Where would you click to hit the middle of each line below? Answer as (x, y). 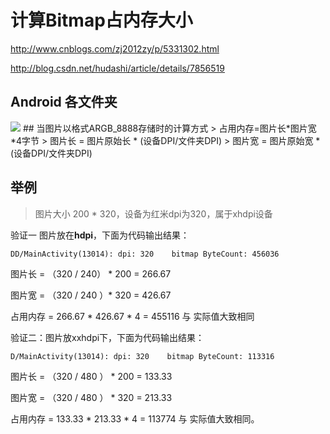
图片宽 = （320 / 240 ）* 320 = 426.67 (91, 295)
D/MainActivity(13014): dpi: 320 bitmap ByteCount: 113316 (142, 356)
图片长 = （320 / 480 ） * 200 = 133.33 (91, 376)
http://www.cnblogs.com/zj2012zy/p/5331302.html (115, 48)
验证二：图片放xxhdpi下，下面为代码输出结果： (107, 337)
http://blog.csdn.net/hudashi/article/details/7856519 (117, 68)
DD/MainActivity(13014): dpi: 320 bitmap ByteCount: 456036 (145, 254)
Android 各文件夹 (64, 102)
